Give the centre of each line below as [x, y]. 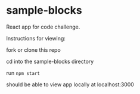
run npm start [23, 73]
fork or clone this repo [33, 50]
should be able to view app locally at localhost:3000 [70, 84]
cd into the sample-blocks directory [50, 61]
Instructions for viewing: [36, 38]
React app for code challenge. [43, 27]
